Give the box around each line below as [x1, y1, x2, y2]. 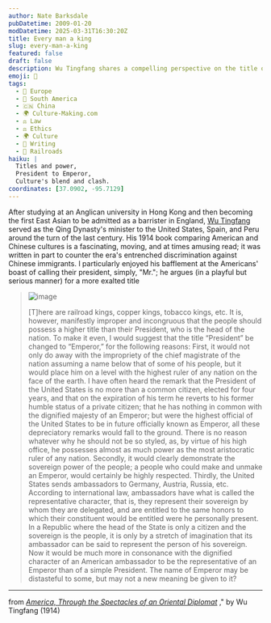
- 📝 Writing [15, 139, 56, 148]
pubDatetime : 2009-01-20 [8, 19, 92, 28]
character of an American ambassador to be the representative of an [27, 556, 257, 566]
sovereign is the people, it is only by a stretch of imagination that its [27, 531, 252, 540]
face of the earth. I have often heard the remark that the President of [27, 375, 256, 385]
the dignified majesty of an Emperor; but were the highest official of [27, 410, 253, 420]
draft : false [8, 57, 52, 66]
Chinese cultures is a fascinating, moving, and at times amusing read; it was [8, 241, 261, 251]
